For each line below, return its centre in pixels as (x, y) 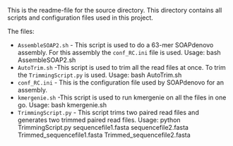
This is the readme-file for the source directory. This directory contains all (115, 10)
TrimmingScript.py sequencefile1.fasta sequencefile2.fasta (103, 127)
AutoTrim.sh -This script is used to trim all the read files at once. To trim (121, 67)
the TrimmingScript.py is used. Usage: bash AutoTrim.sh (100, 75)
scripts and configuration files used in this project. (80, 18)
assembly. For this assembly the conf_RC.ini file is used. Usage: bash (119, 53)
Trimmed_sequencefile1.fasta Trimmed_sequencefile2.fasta (104, 135)
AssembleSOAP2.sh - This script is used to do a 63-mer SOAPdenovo (115, 45)
